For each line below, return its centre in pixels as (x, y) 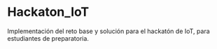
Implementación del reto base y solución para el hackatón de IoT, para (108, 31)
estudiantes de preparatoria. (48, 38)
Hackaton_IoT (48, 12)
